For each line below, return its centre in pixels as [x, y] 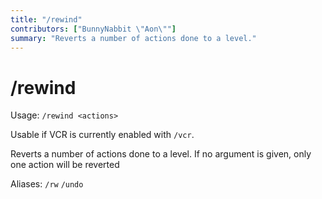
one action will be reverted [65, 165]
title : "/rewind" [46, 19]
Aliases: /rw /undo [47, 184]
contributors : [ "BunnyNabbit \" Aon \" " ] [93, 29]
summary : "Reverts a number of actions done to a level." [133, 38]
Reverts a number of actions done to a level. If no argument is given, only [161, 154]
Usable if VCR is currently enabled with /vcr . [102, 135]
